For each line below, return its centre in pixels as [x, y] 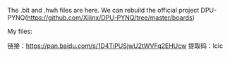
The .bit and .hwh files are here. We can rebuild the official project [103, 10]
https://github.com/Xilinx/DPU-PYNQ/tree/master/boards [110, 18]
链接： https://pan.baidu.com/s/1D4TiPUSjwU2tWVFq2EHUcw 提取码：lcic [115, 46]
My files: [20, 31]
